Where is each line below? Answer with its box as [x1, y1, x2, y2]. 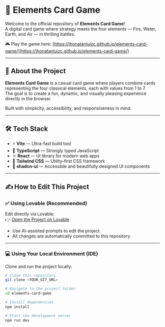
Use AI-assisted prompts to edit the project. [12, 228, 101, 234]
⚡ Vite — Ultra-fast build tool [12, 140, 71, 147]
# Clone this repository [5, 273, 56, 278]
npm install [5, 304, 29, 309]
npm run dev [5, 318, 29, 323]
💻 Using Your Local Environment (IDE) [5, 250, 98, 257]
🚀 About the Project [5, 67, 66, 75]
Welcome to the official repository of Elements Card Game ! [5, 21, 125, 27]
